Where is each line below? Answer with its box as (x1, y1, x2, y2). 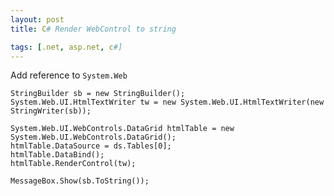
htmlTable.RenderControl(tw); (10, 159, 137, 169)
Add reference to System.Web (10, 69, 128, 81)
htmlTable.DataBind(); (10, 150, 105, 160)
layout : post (10, 14, 65, 25)
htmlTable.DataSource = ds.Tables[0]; (10, 141, 172, 151)
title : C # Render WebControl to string (10, 24, 177, 34)
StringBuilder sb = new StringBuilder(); (10, 89, 186, 99)
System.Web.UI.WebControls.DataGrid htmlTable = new (10, 124, 235, 134)
